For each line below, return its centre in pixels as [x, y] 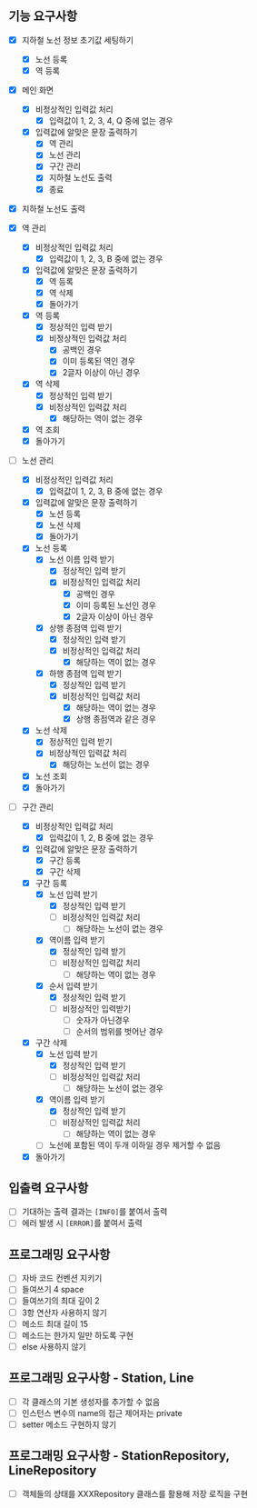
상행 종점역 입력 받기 [85, 628]
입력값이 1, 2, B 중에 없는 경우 [101, 837]
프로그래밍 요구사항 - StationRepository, [119, 1456]
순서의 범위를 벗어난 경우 [120, 1031]
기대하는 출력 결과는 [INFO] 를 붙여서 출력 [94, 1212]
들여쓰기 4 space [53, 1290]
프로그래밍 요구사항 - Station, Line [101, 1378]
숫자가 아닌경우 [103, 1020]
